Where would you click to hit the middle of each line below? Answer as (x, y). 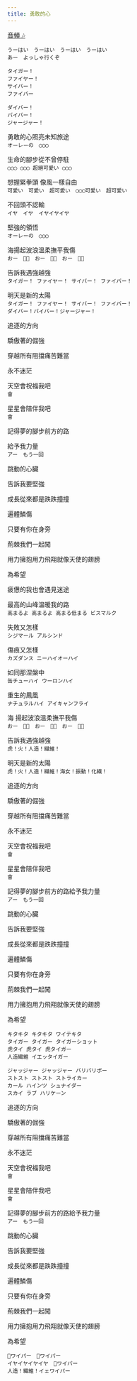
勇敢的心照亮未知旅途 (38, 136)
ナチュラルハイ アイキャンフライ (48, 704)
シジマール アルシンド (35, 635)
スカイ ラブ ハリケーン (37, 1093)
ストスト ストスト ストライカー (47, 1078)
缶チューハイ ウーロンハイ (41, 681)
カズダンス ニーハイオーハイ (43, 658)
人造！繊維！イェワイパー (39, 1371)
